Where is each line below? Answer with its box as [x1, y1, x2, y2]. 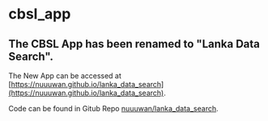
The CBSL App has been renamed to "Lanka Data [8, 37, 261, 51]
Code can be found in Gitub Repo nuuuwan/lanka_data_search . [8, 104, 219, 113]
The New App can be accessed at [8, 71, 121, 81]
